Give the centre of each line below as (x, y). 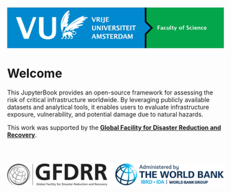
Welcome (35, 74)
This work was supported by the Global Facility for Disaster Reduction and (114, 127)
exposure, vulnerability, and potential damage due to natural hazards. (106, 114)
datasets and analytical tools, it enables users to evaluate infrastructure (108, 107)
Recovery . (22, 135)
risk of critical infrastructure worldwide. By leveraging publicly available (108, 99)
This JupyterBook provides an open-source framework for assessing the (110, 92)
